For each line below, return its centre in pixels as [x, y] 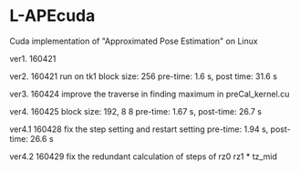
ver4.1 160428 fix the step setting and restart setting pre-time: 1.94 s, [139, 129]
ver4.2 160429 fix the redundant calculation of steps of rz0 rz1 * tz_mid [144, 156]
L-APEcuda [52, 16]
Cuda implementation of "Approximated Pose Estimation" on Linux [134, 41]
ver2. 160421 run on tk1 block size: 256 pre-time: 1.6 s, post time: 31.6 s [144, 76]
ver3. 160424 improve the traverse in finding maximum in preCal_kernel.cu [150, 94]
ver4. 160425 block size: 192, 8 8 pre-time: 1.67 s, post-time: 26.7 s [136, 111]
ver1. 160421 [33, 58]
